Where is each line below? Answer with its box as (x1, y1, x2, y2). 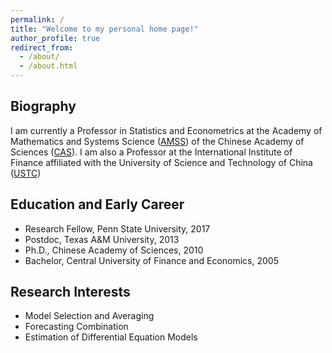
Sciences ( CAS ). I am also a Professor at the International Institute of (10, 146, 293, 158)
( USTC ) (10, 167, 42, 179)
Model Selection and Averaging (24, 310, 155, 322)
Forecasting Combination (24, 321, 129, 333)
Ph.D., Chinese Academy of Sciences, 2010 (24, 244, 204, 256)
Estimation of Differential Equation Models (24, 331, 198, 343)
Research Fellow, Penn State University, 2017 (24, 222, 211, 235)
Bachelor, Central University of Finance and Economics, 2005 (24, 254, 279, 266)
